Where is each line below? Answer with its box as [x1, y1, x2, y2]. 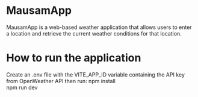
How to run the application [6, 51, 141, 65]
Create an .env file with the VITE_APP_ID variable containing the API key [6, 70, 185, 78]
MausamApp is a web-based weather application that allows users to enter [6, 23, 192, 31]
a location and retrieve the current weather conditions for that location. [6, 30, 182, 37]
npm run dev [6, 84, 38, 91]
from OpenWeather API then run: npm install [6, 77, 116, 84]
